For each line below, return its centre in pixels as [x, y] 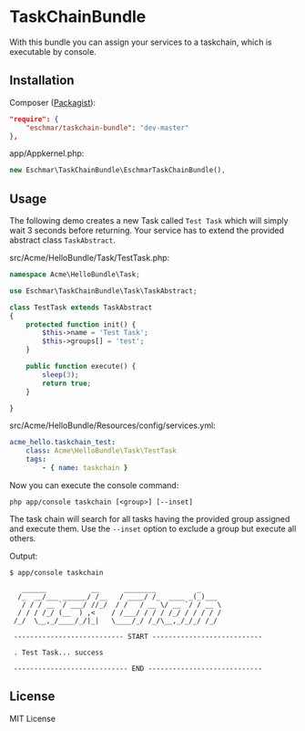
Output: [24, 556]
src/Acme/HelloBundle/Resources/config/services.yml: [112, 425]
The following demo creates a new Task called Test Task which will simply [149, 221]
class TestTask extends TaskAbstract [81, 308]
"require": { [34, 119]
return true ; [67, 383]
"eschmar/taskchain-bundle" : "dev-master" [107, 128]
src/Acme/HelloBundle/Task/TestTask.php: [90, 258]
